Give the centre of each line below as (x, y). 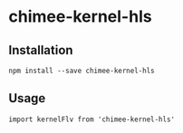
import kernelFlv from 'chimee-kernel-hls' (92, 119)
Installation (41, 50)
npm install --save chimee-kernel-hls (82, 71)
